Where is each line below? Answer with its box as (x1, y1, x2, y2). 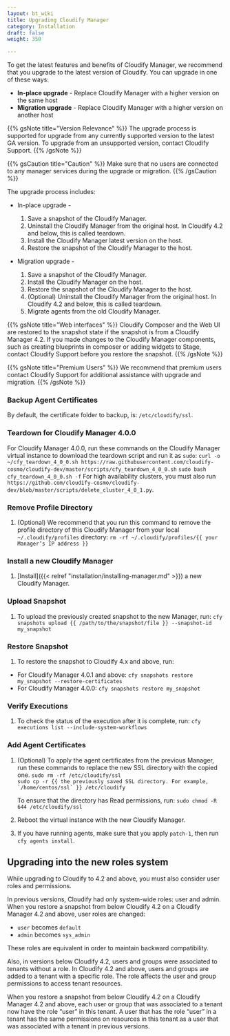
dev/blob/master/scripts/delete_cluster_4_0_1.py (7, 486, 153, 494)
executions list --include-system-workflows (17, 725, 147, 731)
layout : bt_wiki (7, 10, 54, 17)
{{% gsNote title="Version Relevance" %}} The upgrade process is (7, 124, 197, 133)
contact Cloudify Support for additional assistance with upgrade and (7, 371, 202, 379)
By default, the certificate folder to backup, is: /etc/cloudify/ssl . (7, 411, 194, 419)
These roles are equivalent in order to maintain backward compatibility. (7, 944, 209, 952)
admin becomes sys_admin (17, 930, 91, 939)
